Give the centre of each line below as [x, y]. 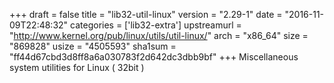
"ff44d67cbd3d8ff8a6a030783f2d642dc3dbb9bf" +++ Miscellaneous [154, 57]
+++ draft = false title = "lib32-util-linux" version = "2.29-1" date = [146, 14]
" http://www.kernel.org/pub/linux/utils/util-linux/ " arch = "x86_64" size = [159, 35]
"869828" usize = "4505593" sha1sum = [93, 46]
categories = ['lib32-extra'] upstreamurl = [156, 25]
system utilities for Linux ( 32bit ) [77, 67]
